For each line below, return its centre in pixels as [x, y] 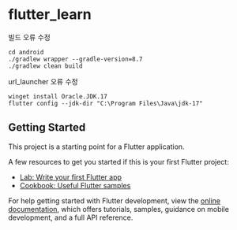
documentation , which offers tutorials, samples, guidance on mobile [118, 209]
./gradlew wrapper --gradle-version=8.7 [76, 59]
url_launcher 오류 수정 [43, 81]
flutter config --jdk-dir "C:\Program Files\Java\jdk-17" [105, 103]
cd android [26, 52]
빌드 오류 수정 [30, 37]
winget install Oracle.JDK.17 [58, 96]
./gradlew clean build [45, 66]
